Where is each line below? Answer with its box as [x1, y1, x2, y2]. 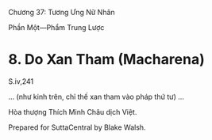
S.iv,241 [8, 76, 34, 86]
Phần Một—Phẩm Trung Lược [8, 23, 105, 32]
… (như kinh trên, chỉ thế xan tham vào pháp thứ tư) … [8, 92, 185, 101]
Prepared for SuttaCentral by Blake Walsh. [8, 123, 146, 132]
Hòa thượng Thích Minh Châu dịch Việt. [8, 107, 137, 116]
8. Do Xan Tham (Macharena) [8, 51, 205, 69]
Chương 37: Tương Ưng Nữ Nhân [8, 8, 115, 17]
